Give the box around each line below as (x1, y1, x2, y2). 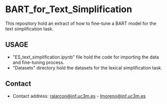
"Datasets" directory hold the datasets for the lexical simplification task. (12, 64, 162, 71)
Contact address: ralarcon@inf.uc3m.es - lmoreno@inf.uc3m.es (12, 93, 146, 99)
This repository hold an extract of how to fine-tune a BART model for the (5, 20, 157, 26)
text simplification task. (5, 25, 54, 31)
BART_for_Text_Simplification (5, 4, 133, 15)
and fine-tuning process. (12, 59, 65, 65)
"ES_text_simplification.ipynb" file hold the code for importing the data (12, 54, 159, 60)
